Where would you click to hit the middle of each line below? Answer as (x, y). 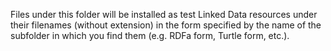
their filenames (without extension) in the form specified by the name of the (166, 25)
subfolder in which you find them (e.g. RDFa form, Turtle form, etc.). (150, 35)
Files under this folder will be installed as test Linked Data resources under (164, 14)
